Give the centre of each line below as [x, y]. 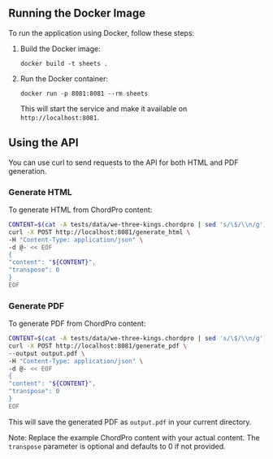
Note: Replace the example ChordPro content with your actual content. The [134, 437]
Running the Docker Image [77, 13]
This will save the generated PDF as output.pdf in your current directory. [130, 422]
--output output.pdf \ [47, 353]
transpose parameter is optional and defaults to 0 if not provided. [117, 446]
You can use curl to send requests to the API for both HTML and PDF [123, 162]
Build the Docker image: [61, 49]
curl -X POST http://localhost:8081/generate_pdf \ [97, 346]
